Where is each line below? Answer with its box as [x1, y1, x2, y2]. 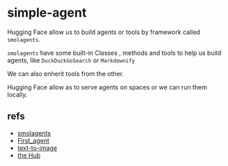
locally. [7, 90, 28, 99]
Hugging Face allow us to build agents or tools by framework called [7, 28, 200, 36]
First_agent [17, 136, 50, 144]
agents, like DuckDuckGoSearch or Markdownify [7, 56, 136, 64]
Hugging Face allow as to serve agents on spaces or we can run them [7, 83, 207, 91]
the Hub [17, 151, 41, 159]
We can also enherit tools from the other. [7, 69, 124, 78]
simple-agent [7, 5, 87, 21]
